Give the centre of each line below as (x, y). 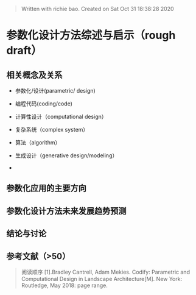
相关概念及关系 (34, 75)
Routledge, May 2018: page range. (64, 285)
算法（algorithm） (38, 142)
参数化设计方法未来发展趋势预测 (66, 211)
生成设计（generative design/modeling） (66, 155)
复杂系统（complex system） (52, 130)
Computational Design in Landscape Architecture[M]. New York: (102, 279)
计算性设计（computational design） (61, 116)
